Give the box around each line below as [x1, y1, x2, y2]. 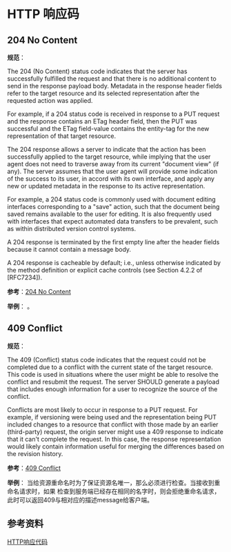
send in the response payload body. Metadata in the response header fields [7, 82, 223, 90]
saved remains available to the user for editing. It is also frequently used [7, 210, 212, 218]
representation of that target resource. [7, 132, 116, 140]
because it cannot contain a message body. [7, 246, 132, 253]
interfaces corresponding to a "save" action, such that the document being [7, 203, 220, 210]
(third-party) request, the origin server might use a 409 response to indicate [7, 427, 224, 435]
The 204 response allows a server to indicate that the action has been [7, 146, 206, 153]
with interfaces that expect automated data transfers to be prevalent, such [7, 217, 219, 225]
